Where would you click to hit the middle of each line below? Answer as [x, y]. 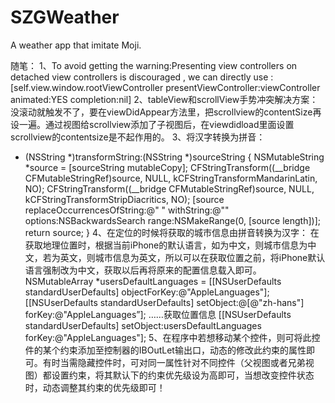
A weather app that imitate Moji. [76, 45]
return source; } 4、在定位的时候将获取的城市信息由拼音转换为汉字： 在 [172, 232]
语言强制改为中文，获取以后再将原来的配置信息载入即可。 [143, 270]
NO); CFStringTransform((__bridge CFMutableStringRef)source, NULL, [169, 188]
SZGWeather [65, 17]
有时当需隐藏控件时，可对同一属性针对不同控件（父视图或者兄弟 [174, 362]
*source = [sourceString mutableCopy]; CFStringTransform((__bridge [167, 167]
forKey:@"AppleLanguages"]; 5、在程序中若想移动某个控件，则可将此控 [172, 337]
